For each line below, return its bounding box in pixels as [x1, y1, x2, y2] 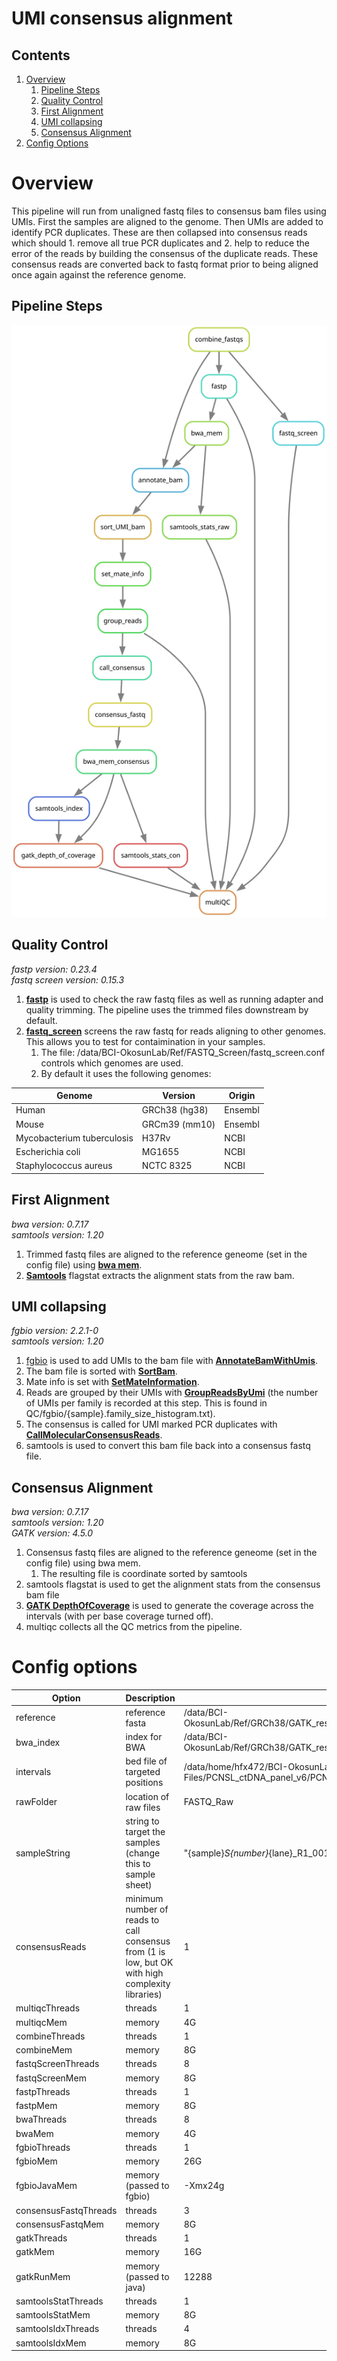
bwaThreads [15, 2113, 68, 2126]
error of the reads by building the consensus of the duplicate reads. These [11, 247, 319, 259]
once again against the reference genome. [11, 268, 187, 281]
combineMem [15, 2044, 73, 2056]
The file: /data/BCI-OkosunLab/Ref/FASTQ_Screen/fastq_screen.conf [40, 1046, 326, 1058]
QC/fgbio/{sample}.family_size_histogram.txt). [25, 1408, 216, 1420]
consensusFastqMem [15, 2218, 104, 2230]
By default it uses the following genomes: [40, 1067, 212, 1079]
